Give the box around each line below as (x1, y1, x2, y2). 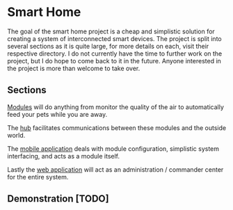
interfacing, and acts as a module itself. (7, 152, 120, 160)
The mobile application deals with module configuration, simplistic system (7, 144, 220, 153)
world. (7, 131, 26, 139)
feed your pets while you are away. (7, 110, 108, 118)
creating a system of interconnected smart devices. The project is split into (7, 34, 222, 42)
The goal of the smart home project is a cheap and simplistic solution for (7, 27, 216, 35)
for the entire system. (7, 172, 69, 181)
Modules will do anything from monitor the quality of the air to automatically (7, 102, 225, 111)
